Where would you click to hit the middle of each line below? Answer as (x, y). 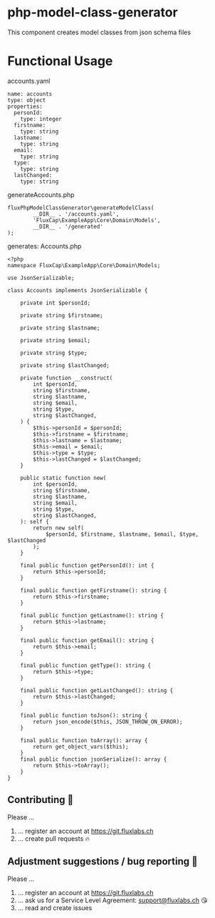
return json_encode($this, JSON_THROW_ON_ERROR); (108, 722)
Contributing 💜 (41, 800)
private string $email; (56, 340)
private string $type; (54, 353)
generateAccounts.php (41, 194)
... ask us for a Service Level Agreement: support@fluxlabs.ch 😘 (112, 900)
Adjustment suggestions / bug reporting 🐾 (103, 862)
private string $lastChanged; (65, 365)
